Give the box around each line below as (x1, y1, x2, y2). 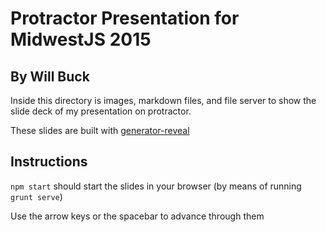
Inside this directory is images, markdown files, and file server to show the (10, 95, 317, 106)
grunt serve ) (10, 190, 63, 202)
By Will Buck (10, 68, 90, 85)
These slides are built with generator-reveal (10, 125, 190, 136)
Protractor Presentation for (10, 7, 240, 30)
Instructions (10, 153, 88, 171)
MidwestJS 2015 (10, 28, 152, 51)
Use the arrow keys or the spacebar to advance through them (10, 210, 265, 222)
